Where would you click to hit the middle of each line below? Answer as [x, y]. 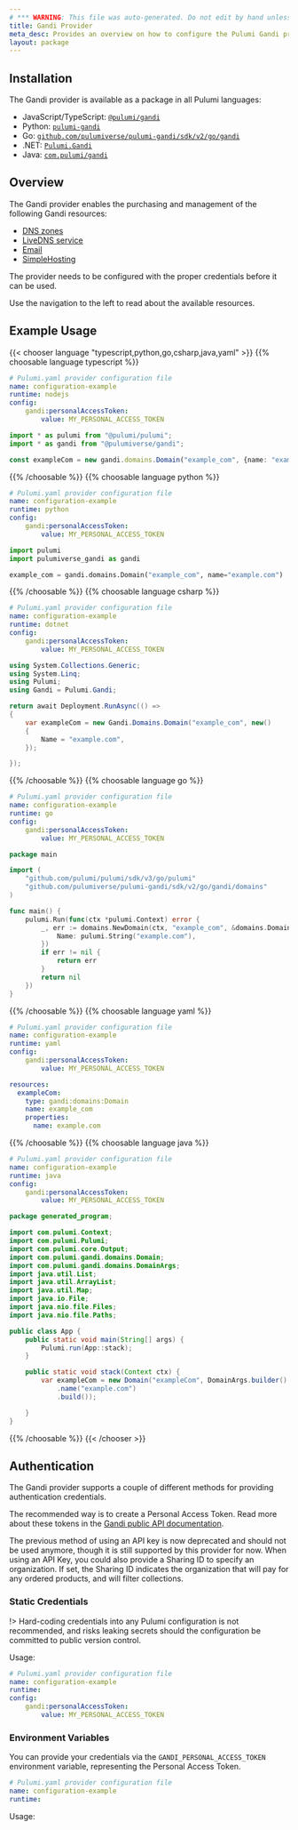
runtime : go [31, 814]
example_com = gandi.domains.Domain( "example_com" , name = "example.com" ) [146, 574]
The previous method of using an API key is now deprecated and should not [148, 1541]
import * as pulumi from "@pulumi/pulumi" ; [91, 435]
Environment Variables [59, 1738]
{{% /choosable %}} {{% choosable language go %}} [106, 781]
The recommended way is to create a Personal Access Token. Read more [143, 1514]
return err [77, 961]
